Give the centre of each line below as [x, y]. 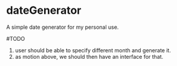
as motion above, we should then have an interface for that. [89, 56]
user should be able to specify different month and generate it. [93, 50]
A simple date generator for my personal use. [63, 27]
